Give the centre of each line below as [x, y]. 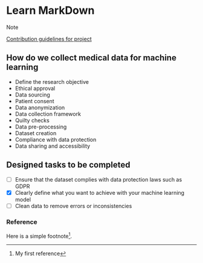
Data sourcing [32, 95]
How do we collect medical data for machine [92, 58]
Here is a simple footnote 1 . [39, 236]
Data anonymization [40, 107]
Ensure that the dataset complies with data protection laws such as [98, 179]
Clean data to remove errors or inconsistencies [73, 206]
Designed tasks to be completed [68, 165]
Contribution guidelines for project [49, 39]
